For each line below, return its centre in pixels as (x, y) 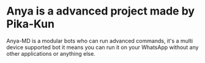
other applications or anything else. (51, 53)
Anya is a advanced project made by (100, 11)
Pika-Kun (31, 24)
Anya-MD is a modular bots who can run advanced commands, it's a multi (100, 41)
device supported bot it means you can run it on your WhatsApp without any (102, 47)
